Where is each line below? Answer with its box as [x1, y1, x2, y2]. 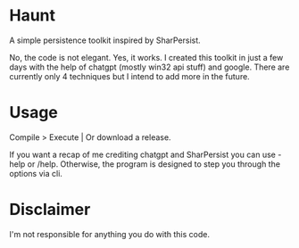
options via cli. [9, 168, 62, 178]
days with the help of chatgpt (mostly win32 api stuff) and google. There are [9, 62, 290, 72]
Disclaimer [9, 200, 91, 219]
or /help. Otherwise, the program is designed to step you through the [27, 158, 281, 169]
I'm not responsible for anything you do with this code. [9, 228, 210, 239]
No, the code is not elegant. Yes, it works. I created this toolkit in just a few [9, 52, 284, 62]
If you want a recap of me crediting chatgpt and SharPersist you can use [9, 149, 277, 160]
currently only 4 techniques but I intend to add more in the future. [9, 70, 250, 81]
